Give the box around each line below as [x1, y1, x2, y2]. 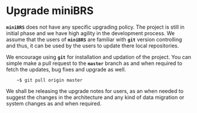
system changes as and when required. [6, 100, 102, 107]
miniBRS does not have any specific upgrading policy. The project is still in [6, 23, 185, 30]
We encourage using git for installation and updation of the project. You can [6, 53, 191, 60]
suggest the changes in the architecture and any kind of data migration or [6, 94, 185, 101]
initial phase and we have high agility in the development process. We [6, 29, 175, 36]
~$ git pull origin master [16, 77, 83, 83]
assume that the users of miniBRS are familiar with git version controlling [6, 36, 182, 43]
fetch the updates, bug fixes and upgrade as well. [6, 66, 126, 73]
